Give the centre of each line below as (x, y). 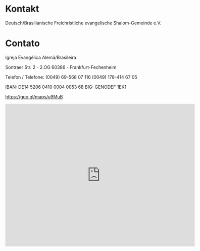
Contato (23, 43)
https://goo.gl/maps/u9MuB (34, 96)
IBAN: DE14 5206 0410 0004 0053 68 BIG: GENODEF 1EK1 (66, 87)
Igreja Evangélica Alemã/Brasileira (41, 57)
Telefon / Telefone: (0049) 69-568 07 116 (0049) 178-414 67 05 (71, 77)
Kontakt (22, 9)
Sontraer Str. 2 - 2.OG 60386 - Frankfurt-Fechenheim (61, 67)
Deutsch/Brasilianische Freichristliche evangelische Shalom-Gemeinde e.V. (83, 23)
